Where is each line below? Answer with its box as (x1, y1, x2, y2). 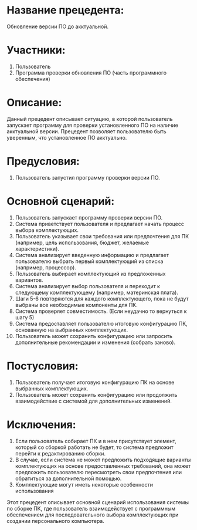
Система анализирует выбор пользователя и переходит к (15, 282, 161, 289)
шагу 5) (15, 313, 35, 320)
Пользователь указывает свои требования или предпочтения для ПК (15, 232, 189, 239)
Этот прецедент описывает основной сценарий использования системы (6, 498, 189, 505)
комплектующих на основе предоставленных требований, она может (15, 462, 191, 470)
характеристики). (15, 245, 59, 252)
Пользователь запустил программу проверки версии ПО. (15, 174, 160, 181)
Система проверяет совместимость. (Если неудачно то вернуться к (15, 308, 187, 315)
